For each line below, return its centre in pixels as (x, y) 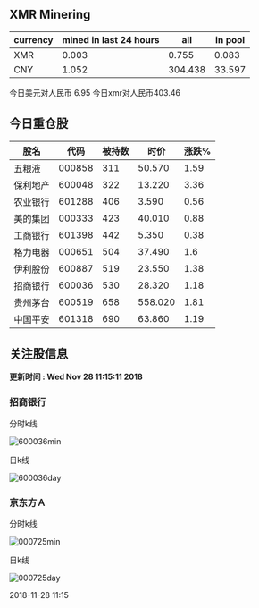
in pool (230, 39)
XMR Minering (50, 15)
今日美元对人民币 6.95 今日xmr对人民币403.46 (95, 92)
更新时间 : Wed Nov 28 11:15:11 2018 (76, 377)
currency (33, 39)
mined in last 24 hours (111, 39)
